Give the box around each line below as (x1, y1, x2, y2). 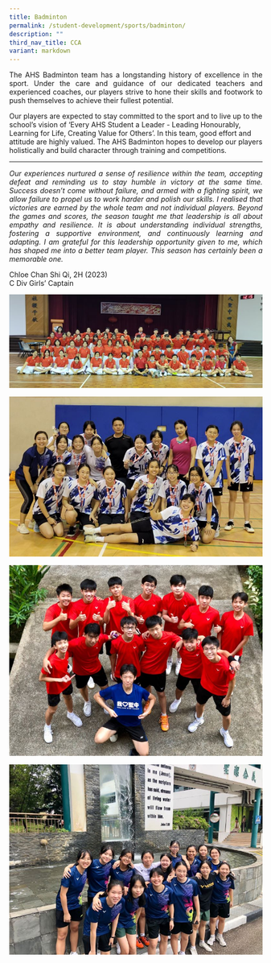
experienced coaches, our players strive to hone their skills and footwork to (9, 87, 263, 97)
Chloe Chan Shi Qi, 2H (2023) (9, 270, 108, 279)
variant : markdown (9, 47, 71, 56)
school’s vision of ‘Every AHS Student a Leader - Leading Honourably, (9, 120, 241, 130)
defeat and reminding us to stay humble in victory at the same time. (9, 177, 263, 187)
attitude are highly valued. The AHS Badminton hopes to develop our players (9, 137, 263, 147)
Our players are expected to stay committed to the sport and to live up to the (9, 111, 263, 121)
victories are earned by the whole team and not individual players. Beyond (9, 203, 263, 213)
